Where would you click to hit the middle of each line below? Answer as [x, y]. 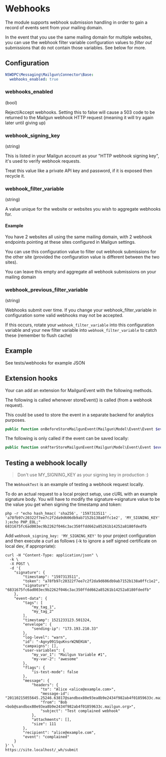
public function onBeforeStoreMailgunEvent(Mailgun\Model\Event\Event [79, 429]
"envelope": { [37, 624]
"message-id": [55, 694]
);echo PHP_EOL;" [23, 522]
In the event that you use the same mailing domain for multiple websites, [79, 37]
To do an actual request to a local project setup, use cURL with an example [81, 494]
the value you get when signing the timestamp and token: [63, 504]
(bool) [11, 102]
